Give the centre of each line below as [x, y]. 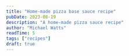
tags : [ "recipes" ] [28, 38]
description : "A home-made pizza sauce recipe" [65, 22]
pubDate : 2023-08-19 [31, 17]
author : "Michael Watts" [36, 28]
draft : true [20, 44]
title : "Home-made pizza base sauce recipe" [61, 11]
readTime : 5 [20, 33]
